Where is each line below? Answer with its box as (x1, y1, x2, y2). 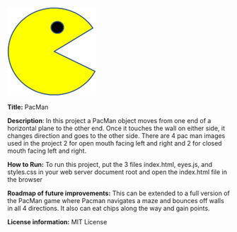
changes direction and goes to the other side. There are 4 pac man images (7, 132, 226, 140)
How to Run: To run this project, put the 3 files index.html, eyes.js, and (7, 161, 213, 168)
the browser (7, 175, 42, 183)
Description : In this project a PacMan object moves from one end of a (7, 117, 212, 124)
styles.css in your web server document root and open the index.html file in (7, 168, 228, 176)
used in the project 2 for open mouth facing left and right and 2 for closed (7, 139, 222, 147)
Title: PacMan (7, 103, 49, 111)
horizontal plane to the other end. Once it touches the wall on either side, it (7, 124, 225, 132)
